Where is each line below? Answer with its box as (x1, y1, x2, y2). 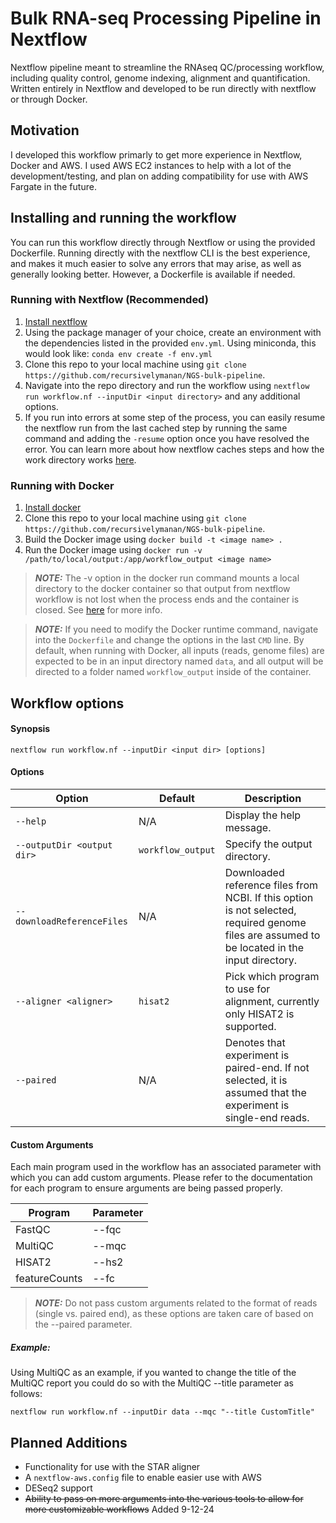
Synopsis (10, 723, 51, 735)
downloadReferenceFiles (15, 915, 129, 927)
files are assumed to (224, 928, 321, 942)
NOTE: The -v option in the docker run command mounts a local (34, 572, 300, 584)
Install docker (24, 502, 82, 514)
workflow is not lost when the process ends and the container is (34, 593, 300, 606)
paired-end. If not (224, 1060, 310, 1074)
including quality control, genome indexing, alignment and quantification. (10, 72, 311, 84)
